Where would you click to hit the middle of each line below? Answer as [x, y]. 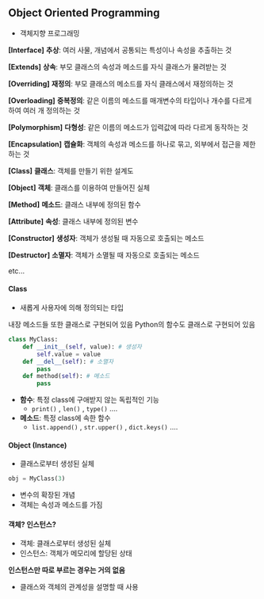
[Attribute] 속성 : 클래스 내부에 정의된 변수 [73, 221]
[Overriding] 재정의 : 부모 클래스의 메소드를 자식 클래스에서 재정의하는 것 [121, 83]
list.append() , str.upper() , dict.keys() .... [105, 427]
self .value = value [69, 354]
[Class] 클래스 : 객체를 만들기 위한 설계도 [71, 170]
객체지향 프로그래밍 [50, 33]
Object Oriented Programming [84, 13]
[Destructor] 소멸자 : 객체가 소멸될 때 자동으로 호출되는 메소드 [104, 255]
